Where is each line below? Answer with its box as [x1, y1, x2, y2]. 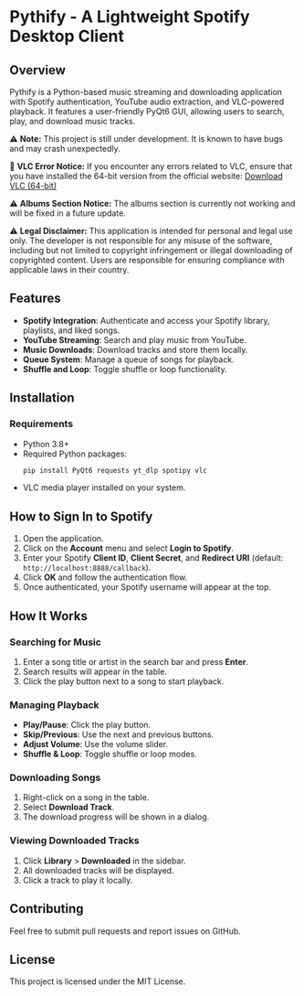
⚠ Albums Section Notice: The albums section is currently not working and [9, 198, 296, 209]
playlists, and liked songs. [22, 325, 121, 336]
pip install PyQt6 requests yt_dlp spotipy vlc [22, 466, 207, 475]
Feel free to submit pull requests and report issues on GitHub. [9, 926, 242, 937]
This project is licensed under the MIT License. [9, 976, 186, 987]
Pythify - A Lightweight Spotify [9, 6, 250, 27]
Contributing [9, 901, 84, 916]
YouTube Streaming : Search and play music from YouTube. [22, 334, 246, 345]
